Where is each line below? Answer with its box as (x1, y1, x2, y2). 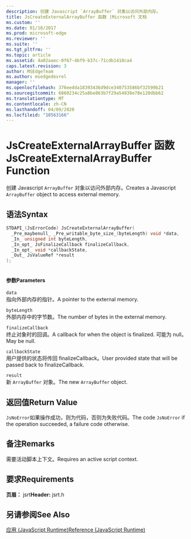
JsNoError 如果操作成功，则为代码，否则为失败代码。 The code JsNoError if (6, 414, 185, 421)
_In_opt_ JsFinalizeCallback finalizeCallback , (11, 241, 130, 248)
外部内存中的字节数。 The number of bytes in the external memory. (6, 314, 167, 321)
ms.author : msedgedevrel (6, 74, 67, 80)
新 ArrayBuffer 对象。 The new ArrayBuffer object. (6, 379, 128, 386)
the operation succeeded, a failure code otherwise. (6, 421, 130, 428)
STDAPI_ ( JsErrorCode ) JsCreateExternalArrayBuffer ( (6, 225, 135, 231)
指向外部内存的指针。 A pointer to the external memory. (6, 296, 139, 303)
